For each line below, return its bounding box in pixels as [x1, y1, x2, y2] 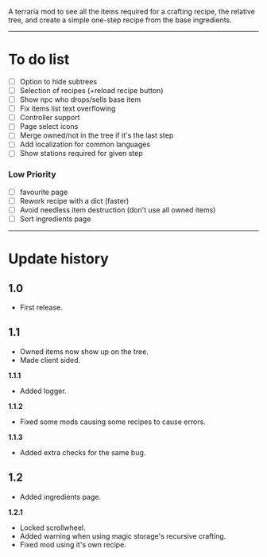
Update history [8, 250, 109, 268]
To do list [8, 51, 70, 68]
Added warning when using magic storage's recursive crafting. [19, 531, 226, 540]
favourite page [19, 187, 68, 197]
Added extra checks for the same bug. [19, 447, 146, 457]
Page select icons [19, 122, 79, 131]
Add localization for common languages [19, 139, 151, 150]
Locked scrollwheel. [19, 523, 86, 532]
